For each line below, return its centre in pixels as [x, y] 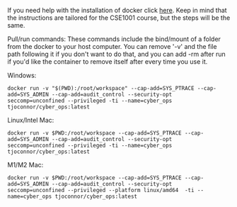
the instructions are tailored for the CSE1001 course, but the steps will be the [119, 18]
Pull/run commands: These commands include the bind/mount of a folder [114, 39]
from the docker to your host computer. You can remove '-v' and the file [112, 46]
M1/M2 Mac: [25, 165]
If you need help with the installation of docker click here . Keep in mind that [117, 10]
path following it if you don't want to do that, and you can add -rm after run [117, 54]
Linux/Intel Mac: [31, 120]
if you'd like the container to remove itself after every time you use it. [108, 62]
